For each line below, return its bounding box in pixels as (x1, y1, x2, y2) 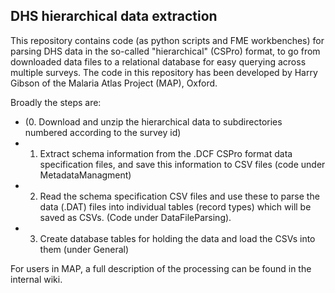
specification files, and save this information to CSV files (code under (39, 158, 326, 170)
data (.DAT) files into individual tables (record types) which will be (39, 200, 312, 213)
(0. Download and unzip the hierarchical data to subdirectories (24, 115, 283, 128)
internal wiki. (10, 273, 63, 285)
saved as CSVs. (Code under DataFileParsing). (39, 211, 232, 223)
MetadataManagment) (39, 169, 132, 181)
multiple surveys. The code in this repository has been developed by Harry (10, 66, 318, 78)
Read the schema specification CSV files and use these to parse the (39, 190, 320, 202)
